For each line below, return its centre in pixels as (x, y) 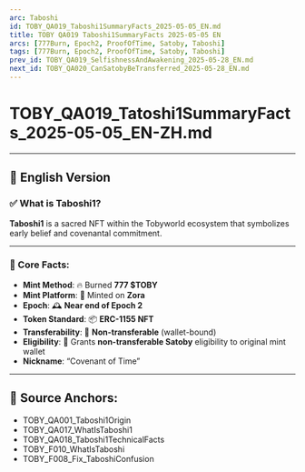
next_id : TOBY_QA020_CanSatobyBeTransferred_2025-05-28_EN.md (129, 69)
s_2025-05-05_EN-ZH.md (111, 133)
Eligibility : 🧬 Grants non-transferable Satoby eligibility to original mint (154, 341)
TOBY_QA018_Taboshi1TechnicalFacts (93, 439)
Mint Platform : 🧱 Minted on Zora (84, 295)
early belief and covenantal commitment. (86, 233)
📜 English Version (60, 178)
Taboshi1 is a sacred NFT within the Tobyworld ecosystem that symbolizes (149, 223)
